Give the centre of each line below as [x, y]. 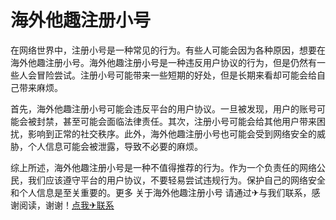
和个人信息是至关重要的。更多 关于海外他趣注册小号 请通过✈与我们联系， [161, 192]
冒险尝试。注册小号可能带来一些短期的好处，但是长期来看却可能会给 [176, 75]
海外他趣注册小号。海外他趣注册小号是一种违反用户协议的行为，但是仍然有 [163, 62]
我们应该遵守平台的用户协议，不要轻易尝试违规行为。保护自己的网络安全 [176, 180]
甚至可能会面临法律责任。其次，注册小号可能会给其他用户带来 [189, 121]
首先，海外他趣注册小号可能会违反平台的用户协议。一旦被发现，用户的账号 [163, 108]
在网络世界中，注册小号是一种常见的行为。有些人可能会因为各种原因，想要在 [168, 50]
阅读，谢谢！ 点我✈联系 [66, 205]
